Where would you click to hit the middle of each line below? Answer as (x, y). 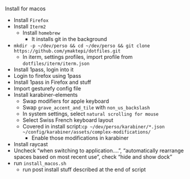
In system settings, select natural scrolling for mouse (91, 114)
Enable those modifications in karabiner (80, 138)
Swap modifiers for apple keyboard (66, 101)
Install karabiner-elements (46, 95)
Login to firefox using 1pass (47, 76)
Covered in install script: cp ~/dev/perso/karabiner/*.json (94, 126)
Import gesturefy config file (47, 88)
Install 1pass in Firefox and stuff (52, 82)
